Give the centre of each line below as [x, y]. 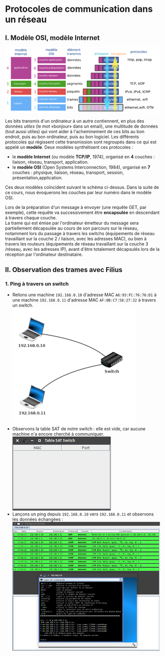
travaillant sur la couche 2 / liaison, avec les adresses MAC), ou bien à [76, 239]
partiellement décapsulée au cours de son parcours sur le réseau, [72, 228]
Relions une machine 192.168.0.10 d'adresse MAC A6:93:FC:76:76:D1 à [84, 295]
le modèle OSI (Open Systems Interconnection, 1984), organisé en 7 [81, 167]
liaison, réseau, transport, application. [50, 162]
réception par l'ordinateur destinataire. [44, 254]
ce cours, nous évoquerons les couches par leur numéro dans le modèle [78, 192]
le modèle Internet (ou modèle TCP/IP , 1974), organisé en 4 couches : [83, 157]
